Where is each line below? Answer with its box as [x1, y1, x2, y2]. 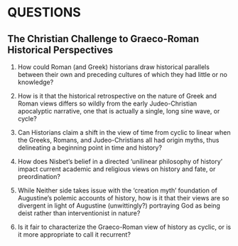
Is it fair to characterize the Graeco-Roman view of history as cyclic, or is [17, 222, 232, 231]
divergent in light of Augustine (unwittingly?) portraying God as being [17, 201, 220, 210]
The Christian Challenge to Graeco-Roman [7, 33, 200, 45]
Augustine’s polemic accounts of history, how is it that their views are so [17, 194, 229, 202]
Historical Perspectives [7, 43, 114, 56]
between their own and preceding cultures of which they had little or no [17, 71, 227, 78]
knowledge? [17, 78, 54, 86]
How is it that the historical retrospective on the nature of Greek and [17, 92, 217, 100]
